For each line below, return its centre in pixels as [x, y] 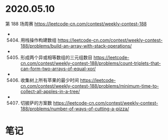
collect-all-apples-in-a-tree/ [50, 91]
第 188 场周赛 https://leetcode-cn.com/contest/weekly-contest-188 [76, 24]
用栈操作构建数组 [38, 40]
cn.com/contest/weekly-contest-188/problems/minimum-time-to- [90, 86]
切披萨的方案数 [36, 103]
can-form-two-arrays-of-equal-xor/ [58, 68]
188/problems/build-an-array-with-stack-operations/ [76, 46]
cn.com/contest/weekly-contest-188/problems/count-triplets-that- [91, 63]
